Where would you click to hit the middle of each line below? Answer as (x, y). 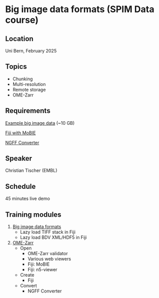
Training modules (33, 214)
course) (22, 20)
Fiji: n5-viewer (42, 270)
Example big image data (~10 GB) (40, 123)
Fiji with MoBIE (21, 133)
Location (19, 39)
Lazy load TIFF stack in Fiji (48, 232)
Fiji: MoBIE (39, 264)
